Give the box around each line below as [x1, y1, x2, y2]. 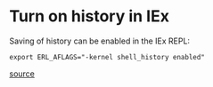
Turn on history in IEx [9, 6, 169, 27]
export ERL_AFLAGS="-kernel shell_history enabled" [9, 52, 205, 61]
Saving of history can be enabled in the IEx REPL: [9, 36, 190, 46]
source [9, 68, 36, 79]
